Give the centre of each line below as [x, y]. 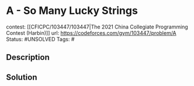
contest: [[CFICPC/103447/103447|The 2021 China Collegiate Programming [97, 27]
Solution [22, 77]
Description [28, 57]
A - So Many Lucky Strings [72, 11]
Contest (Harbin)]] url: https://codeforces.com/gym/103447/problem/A [91, 33]
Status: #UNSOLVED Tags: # [40, 39]
